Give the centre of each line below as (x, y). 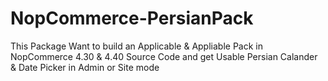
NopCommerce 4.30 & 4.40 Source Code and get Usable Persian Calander (164, 56)
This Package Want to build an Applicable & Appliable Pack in (136, 46)
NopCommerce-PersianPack (132, 18)
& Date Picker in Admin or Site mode (85, 67)
